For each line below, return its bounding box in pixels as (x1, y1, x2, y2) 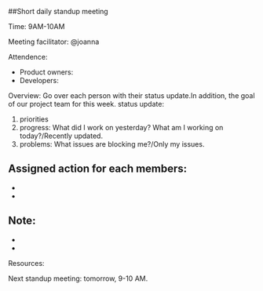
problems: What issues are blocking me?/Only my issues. (19, 140, 205, 148)
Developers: (19, 76, 59, 85)
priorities (19, 115, 49, 124)
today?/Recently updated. (19, 131, 104, 140)
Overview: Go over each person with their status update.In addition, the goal (8, 91, 255, 100)
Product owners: (19, 67, 74, 77)
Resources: (8, 258, 45, 267)
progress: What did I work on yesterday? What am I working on (19, 123, 224, 132)
